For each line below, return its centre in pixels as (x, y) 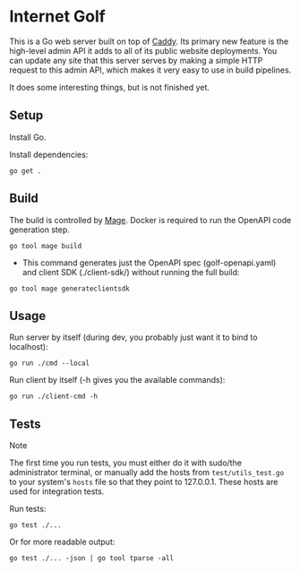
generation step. (39, 230)
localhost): (29, 347)
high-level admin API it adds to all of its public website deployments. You (143, 50)
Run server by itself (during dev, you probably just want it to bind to (133, 337)
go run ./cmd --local (50, 364)
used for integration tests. (57, 491)
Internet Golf (57, 17)
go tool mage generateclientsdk (69, 289)
